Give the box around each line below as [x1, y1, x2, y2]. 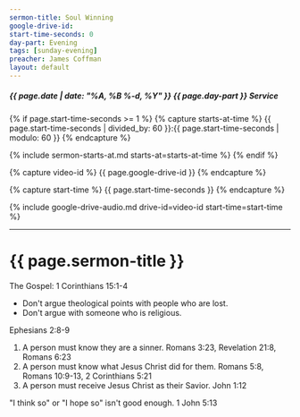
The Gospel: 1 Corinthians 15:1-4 [9, 280, 128, 291]
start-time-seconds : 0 [9, 30, 94, 38]
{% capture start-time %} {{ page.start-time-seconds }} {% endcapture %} [9, 184, 286, 195]
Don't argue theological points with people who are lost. [21, 297, 229, 309]
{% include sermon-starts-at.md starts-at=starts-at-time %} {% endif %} [9, 149, 279, 160]
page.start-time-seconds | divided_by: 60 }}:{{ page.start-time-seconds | [9, 123, 279, 133]
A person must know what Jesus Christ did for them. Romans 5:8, [21, 361, 264, 371]
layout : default [9, 64, 70, 72]
